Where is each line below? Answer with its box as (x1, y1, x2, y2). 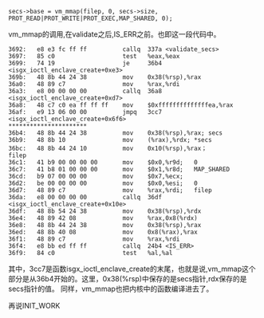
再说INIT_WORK (8, 301, 61, 310)
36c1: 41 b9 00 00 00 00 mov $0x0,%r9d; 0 (8, 159, 198, 167)
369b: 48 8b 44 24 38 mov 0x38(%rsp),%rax (8, 73, 202, 81)
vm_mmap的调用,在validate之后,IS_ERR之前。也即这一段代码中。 (8, 29, 221, 39)
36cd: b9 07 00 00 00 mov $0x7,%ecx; (8, 172, 183, 180)
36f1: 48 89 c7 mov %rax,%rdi (8, 235, 180, 243)
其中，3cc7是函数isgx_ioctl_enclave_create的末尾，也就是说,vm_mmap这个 (8, 264, 256, 273)
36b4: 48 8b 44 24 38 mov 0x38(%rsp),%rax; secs (8, 129, 223, 137)
